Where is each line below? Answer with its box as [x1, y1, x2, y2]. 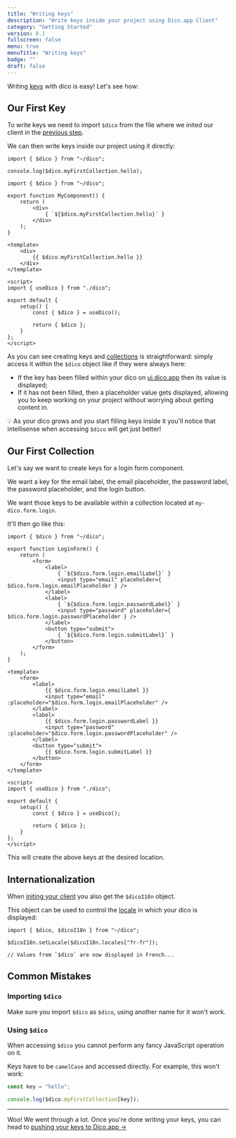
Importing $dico [7, 992, 62, 1002]
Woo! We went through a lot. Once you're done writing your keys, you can [7, 1115, 221, 1123]
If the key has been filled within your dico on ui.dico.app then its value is [17, 373, 227, 382]
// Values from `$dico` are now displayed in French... [7, 952, 174, 959]
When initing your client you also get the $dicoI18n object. [7, 892, 176, 900]
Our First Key [7, 103, 66, 115]
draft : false [7, 63, 46, 70]
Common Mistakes [7, 971, 91, 983]
